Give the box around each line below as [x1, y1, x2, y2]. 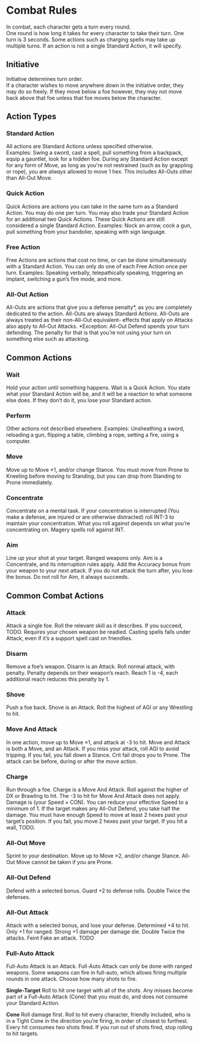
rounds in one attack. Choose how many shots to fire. [6, 975, 137, 982]
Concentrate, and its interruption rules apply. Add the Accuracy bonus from [6, 560, 191, 568]
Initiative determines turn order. [6, 75, 83, 82]
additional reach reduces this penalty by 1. [6, 676, 110, 683]
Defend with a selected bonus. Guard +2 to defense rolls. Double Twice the [6, 887, 190, 894]
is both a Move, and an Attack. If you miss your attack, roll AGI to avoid [6, 745, 179, 752]
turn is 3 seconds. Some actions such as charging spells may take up [6, 36, 176, 43]
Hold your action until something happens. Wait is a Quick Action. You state [6, 384, 191, 391]
